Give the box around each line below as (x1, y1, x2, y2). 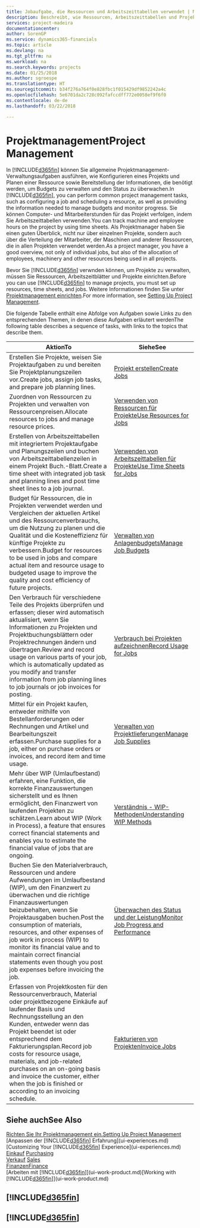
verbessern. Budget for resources (9, 547, 102, 555)
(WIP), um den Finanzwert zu (9, 884, 91, 892)
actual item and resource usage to (9, 561, 105, 570)
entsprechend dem (9, 1035, 62, 1043)
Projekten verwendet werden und (9, 502, 102, 510)
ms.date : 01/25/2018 (6, 70, 58, 76)
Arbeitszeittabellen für (114, 455, 177, 463)
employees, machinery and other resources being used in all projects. (6, 255, 177, 263)
